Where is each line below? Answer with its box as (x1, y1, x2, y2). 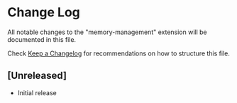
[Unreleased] (7, 70, 67, 82)
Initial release (17, 88, 57, 97)
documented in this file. (7, 35, 77, 43)
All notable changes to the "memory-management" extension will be (7, 28, 207, 36)
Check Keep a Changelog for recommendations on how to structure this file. (7, 49, 231, 58)
